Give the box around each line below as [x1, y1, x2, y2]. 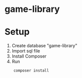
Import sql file [11, 48, 41, 54]
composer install [13, 68, 49, 73]
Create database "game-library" [11, 43, 78, 49]
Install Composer [11, 53, 47, 59]
